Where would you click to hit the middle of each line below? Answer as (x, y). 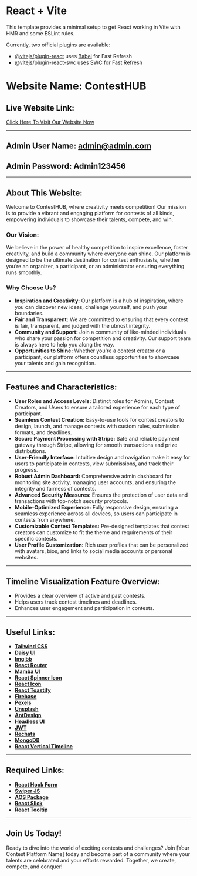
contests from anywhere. (45, 520)
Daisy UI (25, 652)
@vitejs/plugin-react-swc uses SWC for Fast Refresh (78, 62)
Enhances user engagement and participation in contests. (84, 608)
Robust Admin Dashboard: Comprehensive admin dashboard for (93, 476)
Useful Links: (31, 632)
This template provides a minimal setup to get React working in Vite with (93, 27)
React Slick (28, 803)
